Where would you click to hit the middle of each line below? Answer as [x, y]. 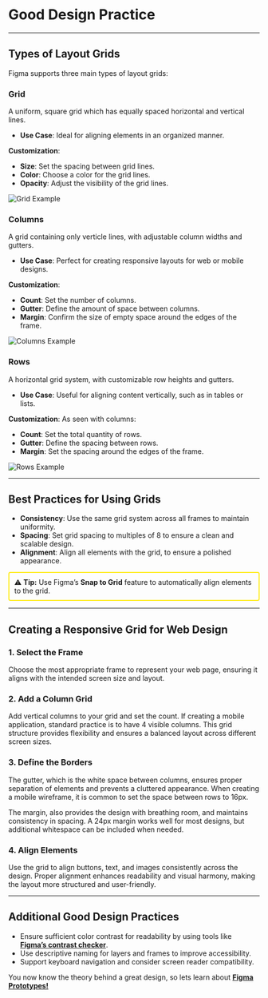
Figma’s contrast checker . [64, 944]
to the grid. [32, 591]
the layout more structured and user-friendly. [83, 885]
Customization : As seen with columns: [72, 419]
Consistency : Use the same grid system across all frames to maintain [134, 519]
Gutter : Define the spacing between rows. [89, 443]
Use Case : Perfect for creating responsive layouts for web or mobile [132, 260]
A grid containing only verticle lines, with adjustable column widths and [125, 237]
